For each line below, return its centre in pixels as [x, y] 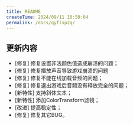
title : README [24, 12]
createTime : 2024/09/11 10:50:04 [47, 17]
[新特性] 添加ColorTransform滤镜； [57, 100]
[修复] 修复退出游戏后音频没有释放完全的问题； [72, 86]
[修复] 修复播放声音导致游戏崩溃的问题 [61, 71]
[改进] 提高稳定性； [38, 107]
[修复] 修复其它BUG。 [41, 115]
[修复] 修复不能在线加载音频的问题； [59, 78]
